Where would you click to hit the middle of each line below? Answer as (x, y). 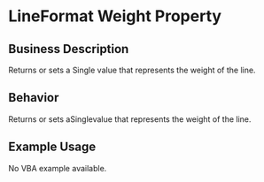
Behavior (34, 98)
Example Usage (52, 147)
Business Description (69, 49)
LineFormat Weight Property (115, 16)
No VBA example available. (58, 168)
